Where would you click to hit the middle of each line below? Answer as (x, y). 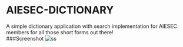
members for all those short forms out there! (60, 32)
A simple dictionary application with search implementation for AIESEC (92, 26)
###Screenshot (25, 38)
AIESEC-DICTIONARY (60, 10)
